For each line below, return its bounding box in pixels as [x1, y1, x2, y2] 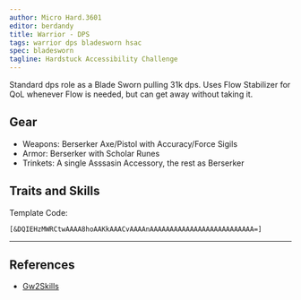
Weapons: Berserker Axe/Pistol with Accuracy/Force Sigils [21, 138, 238, 149]
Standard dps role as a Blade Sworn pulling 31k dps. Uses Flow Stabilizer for [9, 80, 291, 90]
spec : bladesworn [9, 47, 74, 56]
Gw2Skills [21, 281, 60, 292]
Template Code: [9, 207, 69, 218]
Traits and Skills [9, 184, 100, 199]
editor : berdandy [9, 21, 74, 30]
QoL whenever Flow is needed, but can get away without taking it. [9, 89, 254, 99]
